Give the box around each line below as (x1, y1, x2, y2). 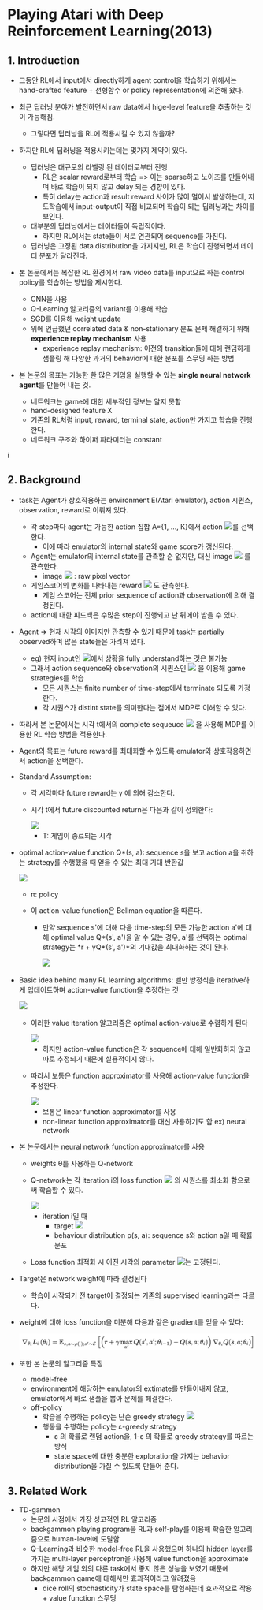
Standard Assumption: (18, 771, 91, 781)
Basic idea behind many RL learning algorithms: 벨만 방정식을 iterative (18, 975, 243, 985)
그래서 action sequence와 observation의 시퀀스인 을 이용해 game (30, 663, 246, 673)
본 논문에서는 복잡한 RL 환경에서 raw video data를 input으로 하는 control (18, 268, 245, 277)
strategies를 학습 (30, 673, 84, 683)
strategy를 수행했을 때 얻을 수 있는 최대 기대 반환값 (27, 857, 184, 866)
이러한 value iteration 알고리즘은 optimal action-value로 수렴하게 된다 (30, 1018, 249, 1027)
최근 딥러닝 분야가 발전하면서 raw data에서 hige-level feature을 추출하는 (18, 102, 243, 111)
